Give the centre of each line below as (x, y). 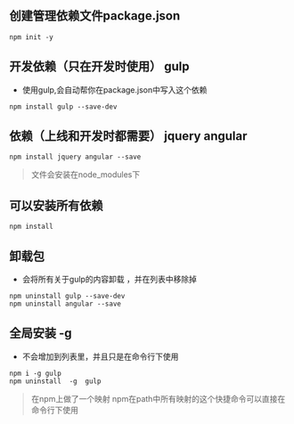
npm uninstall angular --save (65, 304)
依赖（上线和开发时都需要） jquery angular (128, 136)
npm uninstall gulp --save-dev (67, 297)
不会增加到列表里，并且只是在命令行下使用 (100, 356)
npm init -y (31, 37)
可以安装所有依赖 (56, 205)
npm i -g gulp (36, 373)
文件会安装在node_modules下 (86, 175)
